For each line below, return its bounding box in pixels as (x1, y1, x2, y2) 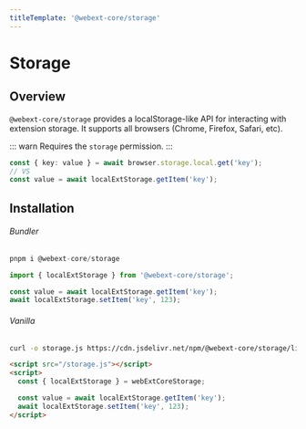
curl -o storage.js (9, 343, 84, 352)
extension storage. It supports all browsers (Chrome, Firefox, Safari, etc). (9, 122, 283, 133)
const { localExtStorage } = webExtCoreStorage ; (17, 377, 206, 386)
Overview (9, 89, 66, 105)
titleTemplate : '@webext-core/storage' (9, 13, 161, 23)
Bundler (9, 225, 39, 237)
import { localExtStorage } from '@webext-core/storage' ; (9, 270, 234, 279)
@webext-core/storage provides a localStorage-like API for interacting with (9, 113, 287, 124)
